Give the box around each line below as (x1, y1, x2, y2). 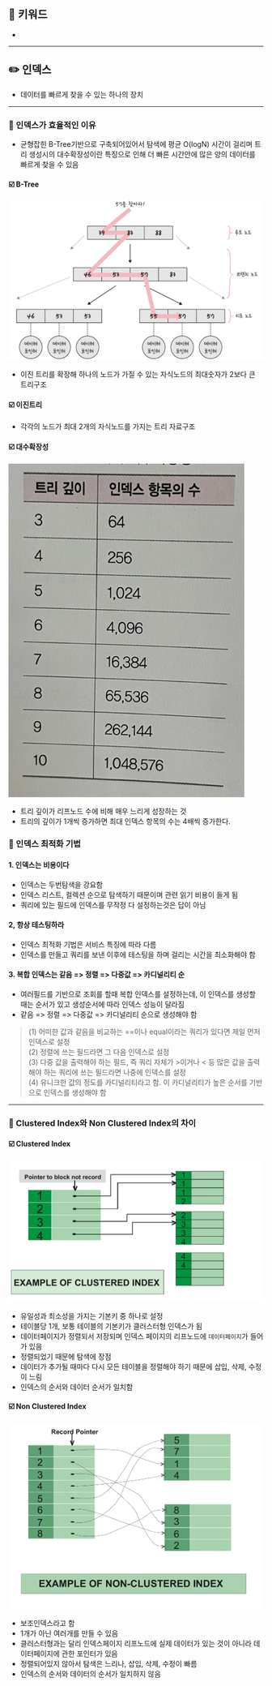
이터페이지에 (19, 1649, 61, 1658)
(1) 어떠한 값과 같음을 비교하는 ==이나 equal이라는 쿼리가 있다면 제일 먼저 (28, 1027, 261, 1036)
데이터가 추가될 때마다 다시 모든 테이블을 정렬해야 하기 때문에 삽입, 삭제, (19, 1362, 247, 1371)
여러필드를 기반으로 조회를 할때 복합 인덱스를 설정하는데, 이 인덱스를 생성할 (19, 989, 257, 999)
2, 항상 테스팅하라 (8, 920, 65, 930)
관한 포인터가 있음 (62, 1649, 118, 1658)
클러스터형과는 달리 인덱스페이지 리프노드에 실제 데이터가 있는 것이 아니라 (19, 1638, 253, 1648)
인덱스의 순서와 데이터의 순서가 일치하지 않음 (19, 1669, 162, 1679)
